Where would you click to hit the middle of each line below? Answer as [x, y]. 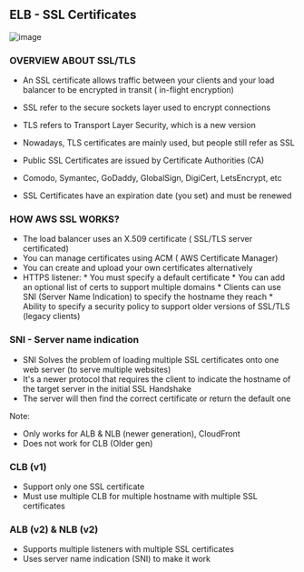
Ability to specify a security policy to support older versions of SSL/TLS [156, 306]
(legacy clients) [51, 316]
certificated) [46, 248]
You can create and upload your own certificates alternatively [137, 268]
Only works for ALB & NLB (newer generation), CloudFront [131, 433]
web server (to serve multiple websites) [97, 369]
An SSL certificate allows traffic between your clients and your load [148, 80]
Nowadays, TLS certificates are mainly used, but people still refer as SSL [158, 143]
